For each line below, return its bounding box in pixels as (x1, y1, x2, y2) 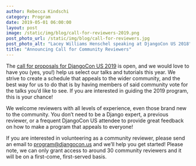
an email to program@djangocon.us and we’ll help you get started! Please (6, 140, 184, 147)
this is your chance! (6, 93, 54, 100)
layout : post (6, 24, 38, 31)
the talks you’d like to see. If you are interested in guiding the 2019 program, (6, 87, 188, 94)
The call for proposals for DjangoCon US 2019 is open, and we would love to (6, 62, 190, 69)
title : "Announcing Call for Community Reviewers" (6, 47, 132, 52)
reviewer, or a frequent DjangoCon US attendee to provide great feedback (6, 117, 184, 124)
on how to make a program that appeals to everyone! (6, 123, 133, 130)
